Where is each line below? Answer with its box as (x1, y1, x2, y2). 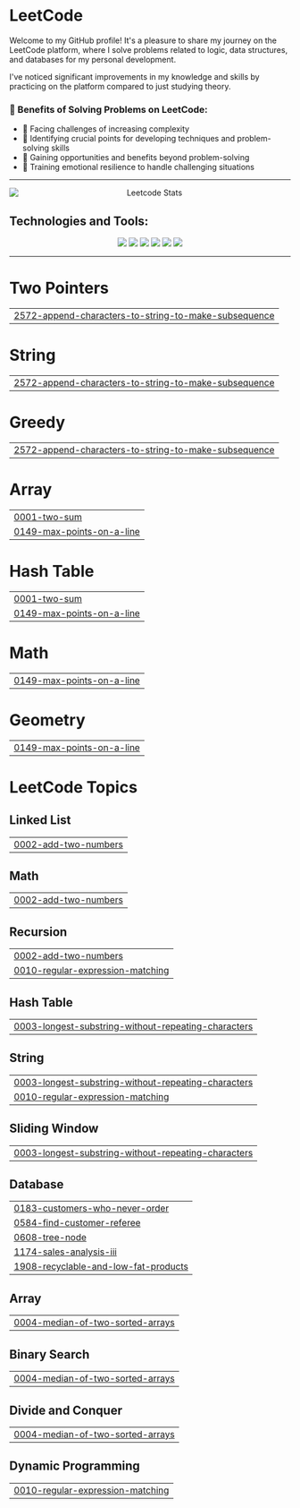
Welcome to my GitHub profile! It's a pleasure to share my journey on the (9, 35, 277, 46)
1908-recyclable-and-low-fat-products (13, 1260, 189, 1272)
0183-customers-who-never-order (13, 1202, 170, 1214)
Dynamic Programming (9, 1459, 140, 1474)
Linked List (9, 812, 71, 828)
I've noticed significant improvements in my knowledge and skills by (9, 71, 261, 81)
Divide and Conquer (9, 1402, 123, 1418)
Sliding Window (9, 1121, 99, 1136)
